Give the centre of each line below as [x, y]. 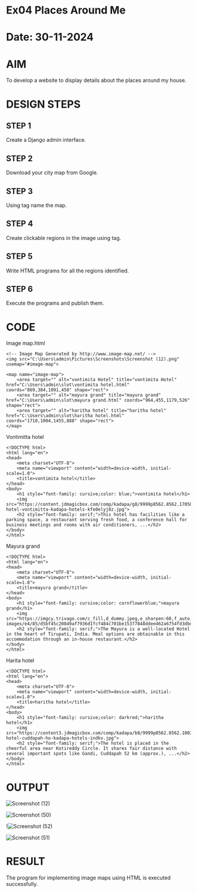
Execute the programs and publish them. [55, 303]
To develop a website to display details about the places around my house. [96, 81]
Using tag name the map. [37, 205]
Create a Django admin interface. [46, 140]
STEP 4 [20, 224]
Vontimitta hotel [25, 437]
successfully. [22, 884]
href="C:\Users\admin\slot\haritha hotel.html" [65, 416]
